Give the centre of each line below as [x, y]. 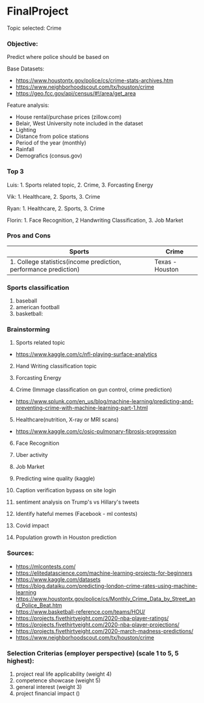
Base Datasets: [26, 69]
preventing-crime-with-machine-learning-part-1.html [82, 408]
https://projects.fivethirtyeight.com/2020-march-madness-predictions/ [104, 631]
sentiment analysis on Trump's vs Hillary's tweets [77, 502]
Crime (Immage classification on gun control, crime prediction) [94, 389]
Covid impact [32, 526]
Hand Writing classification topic [56, 366]
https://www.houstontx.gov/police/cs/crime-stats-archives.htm [94, 81]
